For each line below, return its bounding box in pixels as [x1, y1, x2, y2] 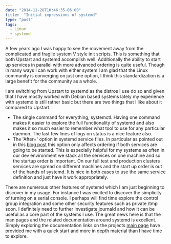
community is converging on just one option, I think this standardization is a [5, 73, 165, 78]
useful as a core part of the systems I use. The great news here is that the [5, 211, 161, 217]
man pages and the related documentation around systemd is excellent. [5, 217, 157, 223]
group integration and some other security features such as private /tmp [5, 200, 158, 207]
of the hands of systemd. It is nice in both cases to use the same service [12, 169, 166, 175]
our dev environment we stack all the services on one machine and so [12, 152, 161, 158]
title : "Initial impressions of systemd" [5, 12, 97, 17]
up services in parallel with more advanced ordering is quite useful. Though [5, 62, 165, 68]
